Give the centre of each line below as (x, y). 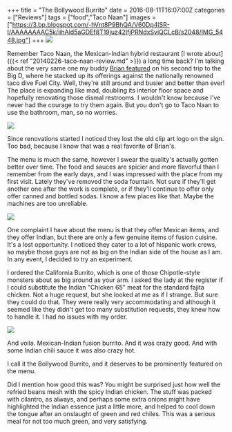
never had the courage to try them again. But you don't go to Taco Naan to (113, 105)
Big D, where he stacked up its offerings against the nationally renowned (110, 76)
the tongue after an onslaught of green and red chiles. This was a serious (111, 414)
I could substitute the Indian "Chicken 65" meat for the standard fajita (106, 287)
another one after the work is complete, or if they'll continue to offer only (110, 189)
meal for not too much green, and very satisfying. (78, 421)
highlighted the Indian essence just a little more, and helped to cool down (111, 406)
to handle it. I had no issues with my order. (67, 317)
